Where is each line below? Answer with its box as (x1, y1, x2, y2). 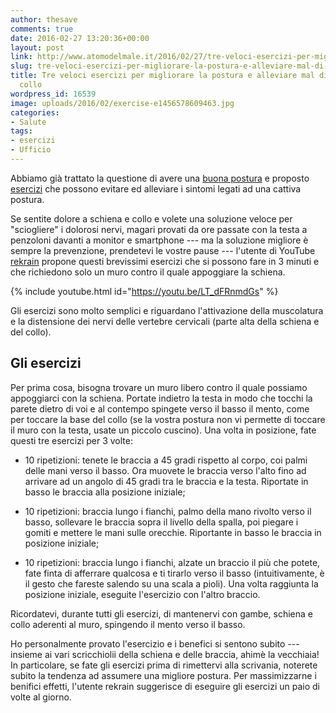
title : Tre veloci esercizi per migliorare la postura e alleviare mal (10, 71, 315, 81)
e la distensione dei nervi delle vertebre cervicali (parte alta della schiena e (10, 315, 320, 327)
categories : (10, 107, 60, 118)
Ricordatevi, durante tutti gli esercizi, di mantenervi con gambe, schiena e (10, 607, 313, 620)
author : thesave (10, 14, 78, 25)
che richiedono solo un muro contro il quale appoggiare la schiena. (10, 266, 286, 278)
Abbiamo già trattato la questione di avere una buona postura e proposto (10, 172, 310, 184)
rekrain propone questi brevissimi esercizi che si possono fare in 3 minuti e (10, 255, 320, 267)
